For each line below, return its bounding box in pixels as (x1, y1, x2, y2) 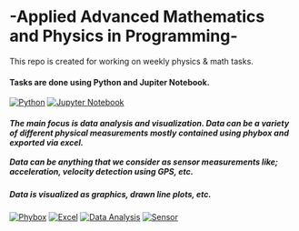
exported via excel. (9, 136, 85, 147)
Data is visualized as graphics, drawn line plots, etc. (9, 189, 212, 200)
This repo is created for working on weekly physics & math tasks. (9, 55, 254, 66)
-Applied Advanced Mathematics (9, 6, 265, 27)
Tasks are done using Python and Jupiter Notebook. (9, 76, 211, 87)
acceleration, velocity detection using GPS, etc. (9, 166, 194, 176)
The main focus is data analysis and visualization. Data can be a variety (9, 117, 290, 128)
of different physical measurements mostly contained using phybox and (9, 127, 289, 138)
